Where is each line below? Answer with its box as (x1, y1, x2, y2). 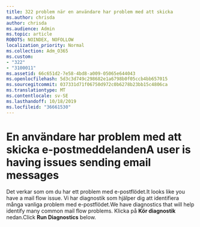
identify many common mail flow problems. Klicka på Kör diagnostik (6, 207, 176, 214)
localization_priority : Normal (6, 43, 85, 49)
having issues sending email (6, 155, 151, 169)
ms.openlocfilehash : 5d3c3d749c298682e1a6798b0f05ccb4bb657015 (6, 76, 168, 82)
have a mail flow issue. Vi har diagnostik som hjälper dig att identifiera (6, 194, 179, 202)
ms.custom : (6, 54, 34, 60)
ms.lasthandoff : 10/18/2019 (6, 98, 77, 104)
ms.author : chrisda (6, 14, 55, 20)
